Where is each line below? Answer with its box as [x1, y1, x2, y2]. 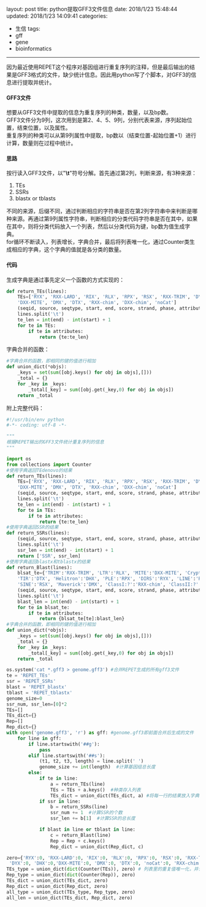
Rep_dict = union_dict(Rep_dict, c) [50, 844, 144, 850]
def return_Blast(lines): [6, 564, 72, 570]
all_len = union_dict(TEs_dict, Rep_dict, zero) [6, 895, 133, 901]
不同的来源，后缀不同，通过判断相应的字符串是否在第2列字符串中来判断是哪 [6, 208, 198, 215]
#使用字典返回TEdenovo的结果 [6, 467, 72, 473]
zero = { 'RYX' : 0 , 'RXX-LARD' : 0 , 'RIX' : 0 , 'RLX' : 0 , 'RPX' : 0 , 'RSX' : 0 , [6, 855, 183, 861]
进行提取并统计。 [11, 79, 55, 86]
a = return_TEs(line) [50, 781, 105, 787]
